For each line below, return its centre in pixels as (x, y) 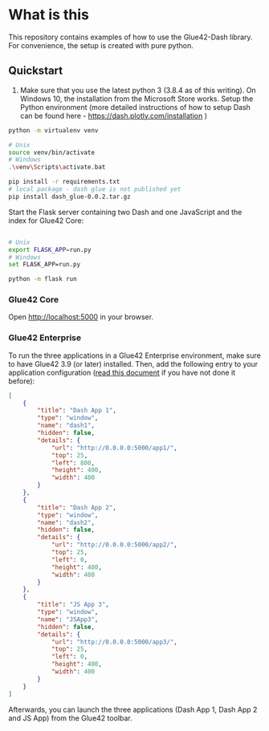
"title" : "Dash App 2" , (77, 507)
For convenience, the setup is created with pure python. (101, 45)
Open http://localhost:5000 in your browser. (81, 317)
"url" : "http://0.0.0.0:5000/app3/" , (114, 642)
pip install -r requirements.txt (64, 182)
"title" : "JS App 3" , (73, 605)
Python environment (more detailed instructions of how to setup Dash (135, 107)
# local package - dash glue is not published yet (95, 189)
